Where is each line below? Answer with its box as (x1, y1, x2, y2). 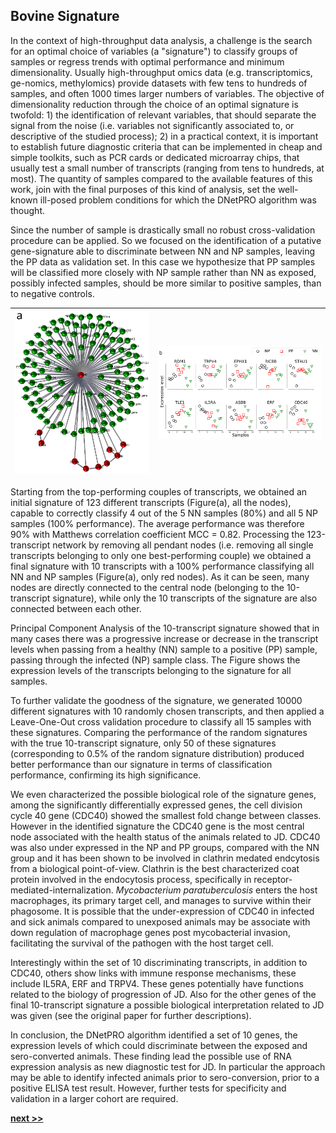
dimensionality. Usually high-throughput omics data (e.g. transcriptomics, (10, 66, 313, 78)
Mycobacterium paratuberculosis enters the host (115, 884, 318, 896)
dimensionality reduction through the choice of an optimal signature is (10, 98, 299, 110)
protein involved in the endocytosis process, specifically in (10, 873, 252, 885)
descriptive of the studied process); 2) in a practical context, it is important (10, 130, 319, 142)
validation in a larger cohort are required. (10, 1092, 179, 1104)
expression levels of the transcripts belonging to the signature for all (10, 664, 292, 676)
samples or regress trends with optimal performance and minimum (10, 55, 285, 68)
